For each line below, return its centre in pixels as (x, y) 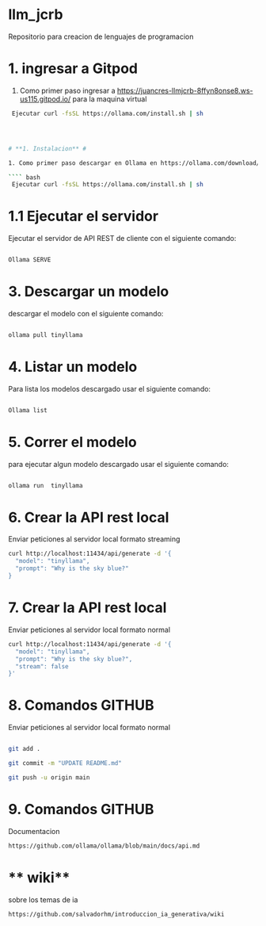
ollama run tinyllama (46, 485)
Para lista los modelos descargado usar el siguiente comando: (110, 388)
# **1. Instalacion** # (47, 148)
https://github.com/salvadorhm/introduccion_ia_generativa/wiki (116, 914)
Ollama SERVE (30, 260)
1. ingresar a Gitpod (73, 69)
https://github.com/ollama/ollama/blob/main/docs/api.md (104, 846)
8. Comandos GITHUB (81, 705)
